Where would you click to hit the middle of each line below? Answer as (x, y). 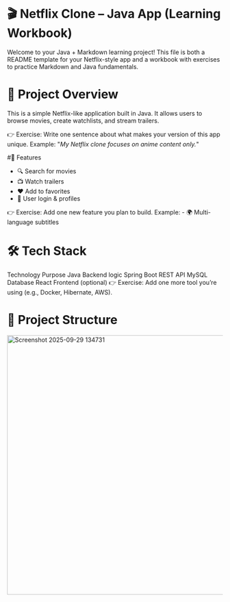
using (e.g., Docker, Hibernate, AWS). (60, 292)
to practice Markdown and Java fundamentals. (73, 66)
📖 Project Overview (63, 95)
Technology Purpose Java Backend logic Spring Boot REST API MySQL (107, 275)
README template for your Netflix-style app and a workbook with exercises (114, 59)
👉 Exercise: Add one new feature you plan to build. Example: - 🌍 (100, 212)
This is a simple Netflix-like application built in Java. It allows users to (105, 113)
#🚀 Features (24, 157)
